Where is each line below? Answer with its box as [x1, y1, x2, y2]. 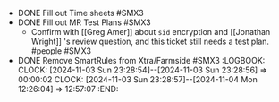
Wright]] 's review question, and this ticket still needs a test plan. [30, 36, 270, 47]
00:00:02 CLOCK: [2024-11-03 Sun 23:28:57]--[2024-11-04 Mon [17, 74, 258, 84]
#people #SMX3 [30, 46, 92, 56]
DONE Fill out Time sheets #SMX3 [17, 8, 145, 18]
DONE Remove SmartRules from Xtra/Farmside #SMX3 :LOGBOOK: [17, 55, 266, 65]
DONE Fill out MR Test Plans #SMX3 [17, 17, 151, 28]
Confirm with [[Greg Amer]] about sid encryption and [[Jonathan [30, 27, 271, 37]
